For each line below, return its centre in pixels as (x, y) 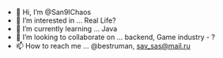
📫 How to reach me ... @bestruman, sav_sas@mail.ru (103, 46)
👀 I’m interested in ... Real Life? (66, 20)
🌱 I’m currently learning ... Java (66, 29)
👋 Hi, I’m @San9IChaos (53, 12)
